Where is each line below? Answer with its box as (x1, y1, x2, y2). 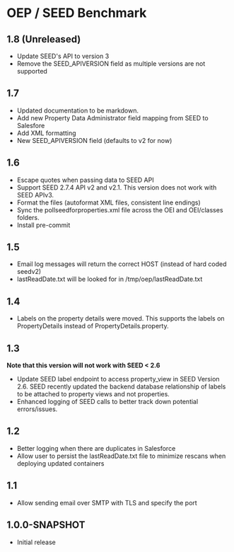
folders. (16, 213, 40, 222)
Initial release (16, 538, 56, 546)
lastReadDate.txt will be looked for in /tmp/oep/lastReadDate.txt (16, 275, 203, 284)
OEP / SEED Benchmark (6, 5, 147, 21)
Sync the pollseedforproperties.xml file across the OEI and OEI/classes (16, 205, 223, 214)
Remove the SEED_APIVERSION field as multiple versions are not (16, 59, 206, 68)
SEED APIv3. (16, 190, 54, 199)
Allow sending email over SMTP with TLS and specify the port (16, 498, 197, 507)
